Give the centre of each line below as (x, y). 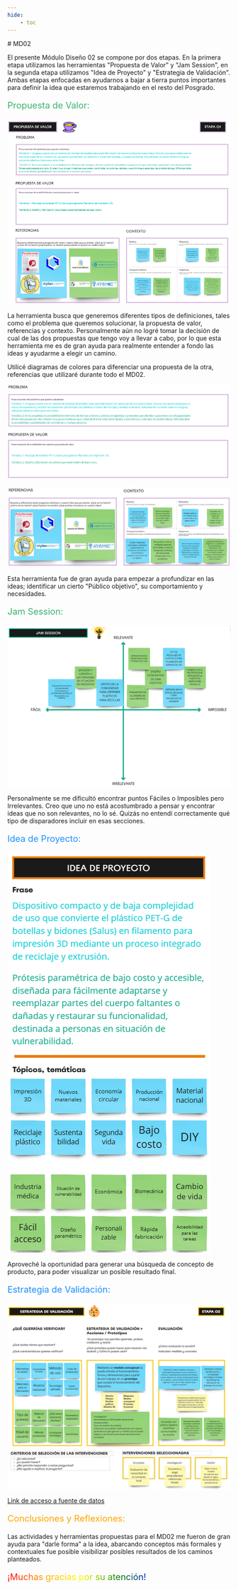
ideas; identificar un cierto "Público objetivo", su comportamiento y (105, 586)
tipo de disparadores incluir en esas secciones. (76, 821)
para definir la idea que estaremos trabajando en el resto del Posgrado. (111, 87)
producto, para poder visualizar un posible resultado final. (92, 1272)
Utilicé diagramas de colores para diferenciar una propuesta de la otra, (110, 367)
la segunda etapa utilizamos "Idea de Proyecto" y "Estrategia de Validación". (119, 72)
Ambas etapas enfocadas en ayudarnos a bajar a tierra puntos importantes (117, 80)
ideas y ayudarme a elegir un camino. (62, 354)
